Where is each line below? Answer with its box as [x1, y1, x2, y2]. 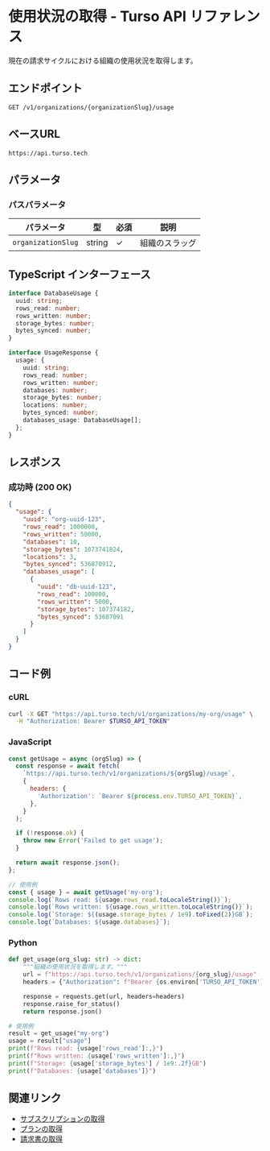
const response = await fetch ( [15, 762, 121, 770]
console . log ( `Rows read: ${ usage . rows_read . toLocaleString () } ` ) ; [8, 896, 232, 904]
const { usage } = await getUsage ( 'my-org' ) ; [8, 888, 163, 896]
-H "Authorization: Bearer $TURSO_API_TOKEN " [15, 718, 171, 726]
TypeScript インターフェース [8, 267, 151, 281]
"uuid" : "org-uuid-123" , [22, 515, 106, 524]
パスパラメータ [8, 199, 67, 210]
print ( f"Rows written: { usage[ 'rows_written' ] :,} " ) [8, 1052, 185, 1060]
